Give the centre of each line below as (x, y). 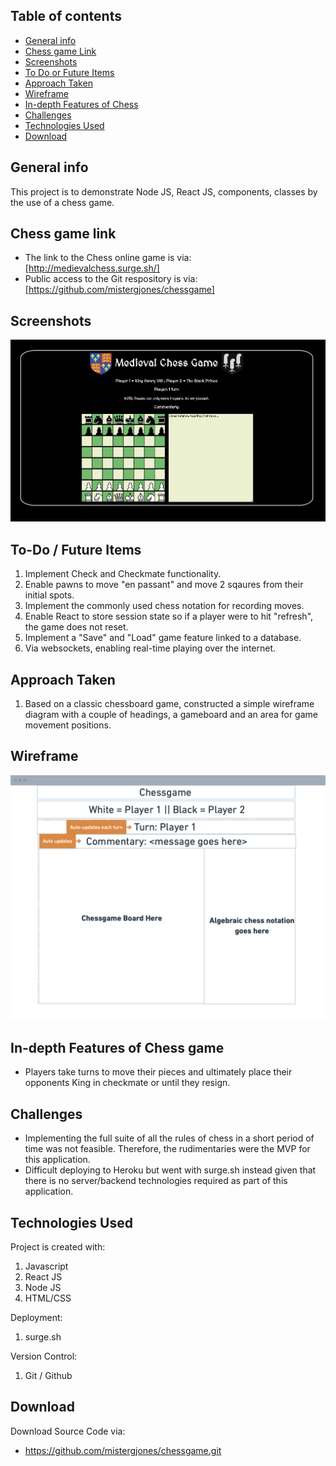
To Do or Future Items (69, 72)
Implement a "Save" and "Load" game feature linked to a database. (163, 638)
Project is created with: (58, 1247)
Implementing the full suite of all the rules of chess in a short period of (169, 1138)
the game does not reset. (76, 627)
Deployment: (36, 1318)
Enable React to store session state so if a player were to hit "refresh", (169, 616)
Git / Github (48, 1376)
